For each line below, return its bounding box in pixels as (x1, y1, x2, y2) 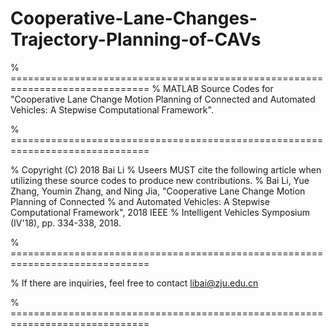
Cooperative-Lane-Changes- (10, 7, 258, 30)
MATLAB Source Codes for (162, 82, 274, 94)
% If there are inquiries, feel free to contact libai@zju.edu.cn (10, 277, 259, 289)
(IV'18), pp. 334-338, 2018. (10, 217, 122, 229)
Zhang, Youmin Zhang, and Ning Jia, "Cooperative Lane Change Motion (10, 185, 306, 197)
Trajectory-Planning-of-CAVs (10, 28, 262, 51)
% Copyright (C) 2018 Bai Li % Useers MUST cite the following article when (10, 163, 322, 176)
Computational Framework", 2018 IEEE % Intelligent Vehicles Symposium (10, 206, 311, 218)
